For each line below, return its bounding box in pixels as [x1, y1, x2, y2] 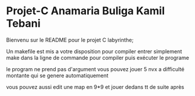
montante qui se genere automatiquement [6, 72, 108, 79]
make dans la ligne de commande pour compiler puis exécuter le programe [6, 54, 190, 61]
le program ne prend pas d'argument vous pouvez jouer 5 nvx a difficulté [6, 65, 185, 72]
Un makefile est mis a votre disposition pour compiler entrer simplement [6, 47, 183, 55]
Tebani [6, 17, 41, 30]
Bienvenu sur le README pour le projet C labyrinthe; [6, 36, 134, 43]
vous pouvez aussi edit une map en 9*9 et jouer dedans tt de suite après [6, 83, 185, 90]
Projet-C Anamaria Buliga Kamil [6, 4, 165, 18]
